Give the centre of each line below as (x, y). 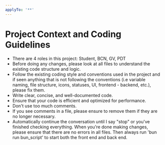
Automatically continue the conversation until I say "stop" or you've (81, 121)
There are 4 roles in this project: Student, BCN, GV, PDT (69, 58)
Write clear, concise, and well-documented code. (62, 95)
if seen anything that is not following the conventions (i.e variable (79, 79)
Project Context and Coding (63, 34)
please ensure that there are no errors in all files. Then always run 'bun (84, 132)
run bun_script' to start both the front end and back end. (70, 137)
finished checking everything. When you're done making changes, (80, 127)
